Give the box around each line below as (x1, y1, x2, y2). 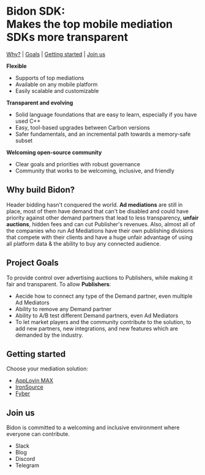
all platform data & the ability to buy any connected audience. (6, 240, 161, 247)
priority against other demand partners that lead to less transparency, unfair (6, 214, 199, 221)
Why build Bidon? (6, 185, 75, 195)
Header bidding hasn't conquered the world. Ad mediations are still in (6, 201, 183, 208)
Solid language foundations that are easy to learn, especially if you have (15, 111, 197, 118)
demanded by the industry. (15, 331, 84, 339)
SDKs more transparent (6, 31, 129, 44)
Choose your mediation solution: (6, 365, 89, 372)
